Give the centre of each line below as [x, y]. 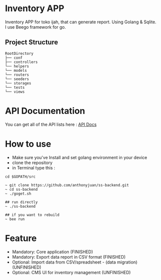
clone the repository [32, 163]
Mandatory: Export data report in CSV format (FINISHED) [69, 257]
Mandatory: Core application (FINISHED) [52, 252]
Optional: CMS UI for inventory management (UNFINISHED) [71, 272]
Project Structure [32, 42]
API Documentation [45, 111]
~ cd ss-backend [21, 189]
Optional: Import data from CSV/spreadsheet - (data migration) [75, 262]
